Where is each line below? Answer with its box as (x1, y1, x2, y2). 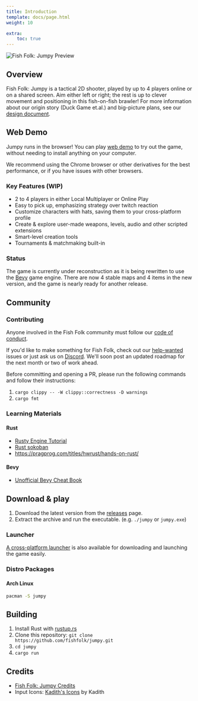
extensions (14, 227, 42, 234)
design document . (6, 110, 50, 117)
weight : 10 (6, 20, 33, 25)
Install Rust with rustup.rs (14, 625, 77, 632)
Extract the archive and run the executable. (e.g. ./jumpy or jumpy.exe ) (14, 516, 187, 523)
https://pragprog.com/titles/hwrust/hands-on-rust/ (14, 450, 139, 457)
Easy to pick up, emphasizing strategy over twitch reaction (14, 202, 158, 209)
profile (14, 215, 31, 222)
